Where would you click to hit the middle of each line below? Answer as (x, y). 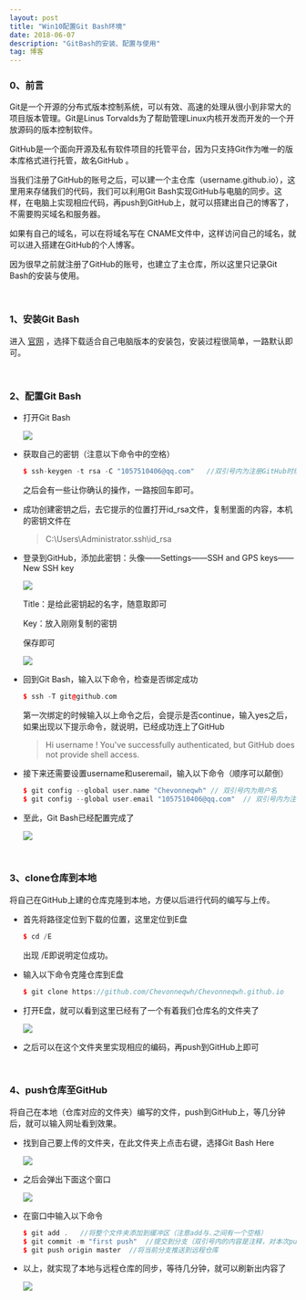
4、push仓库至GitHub (58, 1090)
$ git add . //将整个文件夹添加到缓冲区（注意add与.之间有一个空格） (145, 1232)
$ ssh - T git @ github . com (70, 696)
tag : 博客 (26, 52)
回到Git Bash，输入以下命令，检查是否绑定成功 (110, 679)
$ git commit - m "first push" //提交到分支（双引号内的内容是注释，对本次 (156, 1242)
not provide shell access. (92, 754)
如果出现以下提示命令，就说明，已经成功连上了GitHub (123, 726)
